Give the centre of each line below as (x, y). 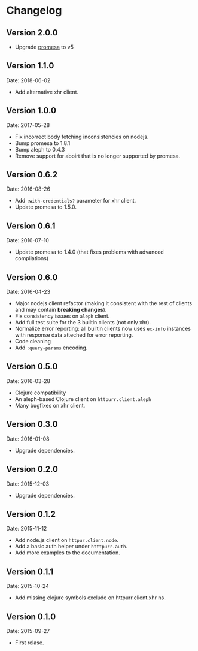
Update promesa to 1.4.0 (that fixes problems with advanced (89, 252)
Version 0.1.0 (31, 617)
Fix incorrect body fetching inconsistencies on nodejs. (82, 137)
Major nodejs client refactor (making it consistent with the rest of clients (103, 303)
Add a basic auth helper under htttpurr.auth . (71, 547)
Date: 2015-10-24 (28, 586)
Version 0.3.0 (32, 424)
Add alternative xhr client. (47, 92)
